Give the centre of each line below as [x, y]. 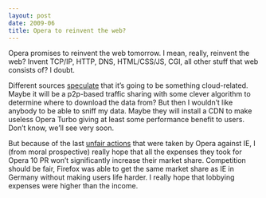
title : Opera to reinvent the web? [67, 30]
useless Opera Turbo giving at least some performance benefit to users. [127, 120]
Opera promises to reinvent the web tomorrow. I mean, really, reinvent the [129, 53]
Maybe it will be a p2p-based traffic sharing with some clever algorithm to [129, 94]
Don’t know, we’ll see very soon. [61, 128]
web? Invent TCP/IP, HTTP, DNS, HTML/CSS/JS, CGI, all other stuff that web [133, 61]
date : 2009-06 [32, 23]
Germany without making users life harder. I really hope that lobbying [121, 177]
